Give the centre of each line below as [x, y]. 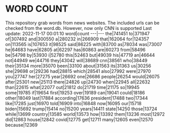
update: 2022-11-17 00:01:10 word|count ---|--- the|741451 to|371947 [78, 33]
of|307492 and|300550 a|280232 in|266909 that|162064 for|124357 [77, 39]
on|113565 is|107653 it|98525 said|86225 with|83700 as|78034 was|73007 [84, 44]
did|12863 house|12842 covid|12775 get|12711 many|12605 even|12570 [79, 119]
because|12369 [22, 125]
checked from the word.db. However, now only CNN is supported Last [79, 28]
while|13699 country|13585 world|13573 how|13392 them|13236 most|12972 [85, 114]
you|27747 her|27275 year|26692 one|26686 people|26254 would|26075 [82, 76]
